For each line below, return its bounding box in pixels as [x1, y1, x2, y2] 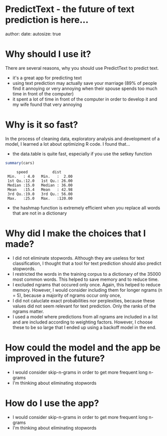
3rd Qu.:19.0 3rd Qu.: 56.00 [7, 191, 73, 196]
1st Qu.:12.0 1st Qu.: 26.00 [7, 178, 73, 183]
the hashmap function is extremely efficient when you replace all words [12, 204, 160, 210]
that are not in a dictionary [12, 210, 67, 216]
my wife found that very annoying [12, 101, 82, 107]
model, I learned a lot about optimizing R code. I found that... [5, 141, 130, 147]
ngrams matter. [12, 308, 44, 314]
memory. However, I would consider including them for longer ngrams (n [12, 287, 162, 293]
